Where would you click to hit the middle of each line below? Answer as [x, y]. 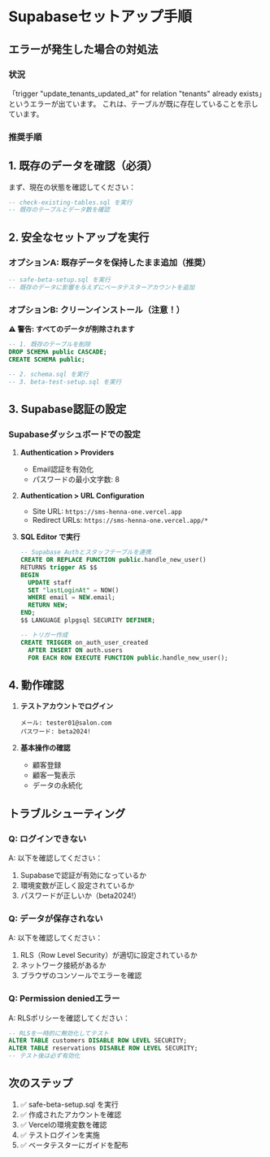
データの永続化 [57, 785]
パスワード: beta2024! [55, 732]
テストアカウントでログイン [67, 706]
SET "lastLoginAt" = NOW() [74, 590]
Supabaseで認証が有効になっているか [83, 875]
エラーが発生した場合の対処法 [83, 49]
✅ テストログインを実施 [60, 1134]
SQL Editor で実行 [50, 537]
